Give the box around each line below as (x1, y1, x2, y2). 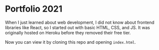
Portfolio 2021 (5, 3, 63, 15)
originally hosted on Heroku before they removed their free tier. (5, 30, 131, 35)
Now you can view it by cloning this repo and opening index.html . (5, 39, 136, 45)
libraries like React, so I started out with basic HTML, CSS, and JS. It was (5, 24, 150, 30)
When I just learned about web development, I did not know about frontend (5, 19, 155, 25)
